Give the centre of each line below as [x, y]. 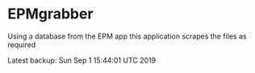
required [22, 44]
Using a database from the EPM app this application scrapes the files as [127, 36]
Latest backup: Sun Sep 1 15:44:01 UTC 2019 [82, 60]
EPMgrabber [50, 14]
